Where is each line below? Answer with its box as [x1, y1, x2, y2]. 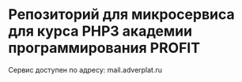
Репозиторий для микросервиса [8, 6, 235, 24]
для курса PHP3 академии [8, 22, 192, 40]
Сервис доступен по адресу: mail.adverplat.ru [8, 65, 163, 74]
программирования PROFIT [8, 39, 200, 57]
